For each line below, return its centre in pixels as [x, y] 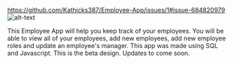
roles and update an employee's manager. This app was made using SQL [113, 46]
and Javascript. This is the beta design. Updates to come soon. [99, 53]
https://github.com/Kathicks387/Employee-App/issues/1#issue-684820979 [116, 10]
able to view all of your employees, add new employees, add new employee [116, 38]
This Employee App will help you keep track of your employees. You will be [116, 31]
